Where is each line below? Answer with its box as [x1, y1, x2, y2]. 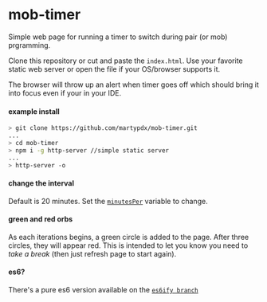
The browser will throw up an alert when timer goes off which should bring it [8, 80, 259, 89]
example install [8, 106, 60, 116]
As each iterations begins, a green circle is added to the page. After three [8, 232, 249, 241]
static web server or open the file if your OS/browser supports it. [8, 64, 221, 73]
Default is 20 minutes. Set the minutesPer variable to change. [8, 196, 209, 206]
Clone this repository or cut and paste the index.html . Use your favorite [8, 56, 243, 65]
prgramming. [8, 40, 51, 49]
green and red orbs [8, 214, 73, 224]
